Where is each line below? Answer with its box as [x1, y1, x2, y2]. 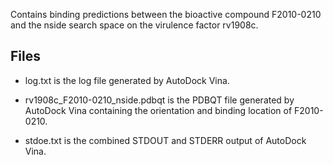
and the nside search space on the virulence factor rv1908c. [10, 19, 259, 31]
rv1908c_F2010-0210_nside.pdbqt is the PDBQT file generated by [24, 94, 295, 106]
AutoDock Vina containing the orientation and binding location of [24, 104, 293, 116]
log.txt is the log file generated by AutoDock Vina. [24, 74, 230, 86]
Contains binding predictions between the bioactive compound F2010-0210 [10, 9, 322, 20]
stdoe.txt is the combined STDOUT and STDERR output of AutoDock [24, 134, 307, 146]
